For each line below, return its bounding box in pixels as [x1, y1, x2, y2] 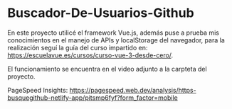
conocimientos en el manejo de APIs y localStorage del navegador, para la [7, 35, 226, 44]
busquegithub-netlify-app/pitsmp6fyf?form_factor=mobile [7, 93, 178, 102]
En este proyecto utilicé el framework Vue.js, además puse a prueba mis [7, 28, 219, 37]
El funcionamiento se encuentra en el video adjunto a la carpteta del [7, 64, 208, 73]
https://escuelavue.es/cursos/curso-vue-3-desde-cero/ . [7, 51, 174, 59]
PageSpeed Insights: [7, 86, 68, 94]
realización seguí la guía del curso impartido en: [7, 43, 148, 52]
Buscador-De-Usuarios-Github [7, 5, 194, 21]
